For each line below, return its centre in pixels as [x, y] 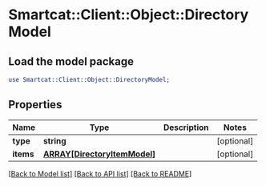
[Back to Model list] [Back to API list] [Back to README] [100, 173]
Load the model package [71, 61]
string [54, 140]
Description [186, 127]
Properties [35, 105]
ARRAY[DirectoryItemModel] [99, 154]
